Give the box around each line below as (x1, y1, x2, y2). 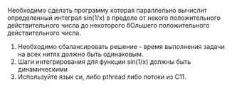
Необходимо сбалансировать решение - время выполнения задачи (17, 43, 226, 50)
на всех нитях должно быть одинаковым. (17, 50, 144, 58)
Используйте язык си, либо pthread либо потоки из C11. (17, 72, 186, 81)
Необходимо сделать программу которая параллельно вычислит (7, 6, 208, 14)
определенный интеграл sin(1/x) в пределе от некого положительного (7, 13, 221, 22)
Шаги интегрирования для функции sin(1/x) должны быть (17, 57, 191, 66)
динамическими (17, 65, 68, 73)
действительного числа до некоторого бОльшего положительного (7, 21, 210, 29)
